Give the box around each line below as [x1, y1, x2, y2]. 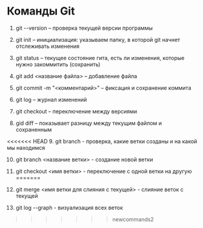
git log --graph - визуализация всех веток [15, 204, 124, 211]
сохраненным [15, 126, 52, 133]
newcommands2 [112, 215, 154, 223]
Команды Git [7, 4, 75, 18]
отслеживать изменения [15, 42, 80, 50]
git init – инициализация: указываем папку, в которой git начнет [15, 36, 181, 43]
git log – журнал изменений [15, 96, 87, 103]
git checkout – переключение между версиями [15, 107, 138, 115]
